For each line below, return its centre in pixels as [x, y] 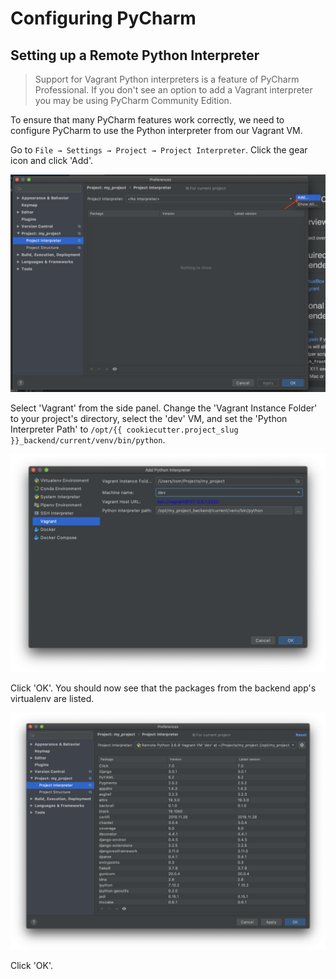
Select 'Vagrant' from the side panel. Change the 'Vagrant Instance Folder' [164, 408]
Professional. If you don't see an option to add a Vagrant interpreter [173, 90]
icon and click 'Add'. [52, 160]
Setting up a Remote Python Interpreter [135, 55]
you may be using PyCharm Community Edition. [133, 100]
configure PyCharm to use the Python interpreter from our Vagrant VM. [156, 130]
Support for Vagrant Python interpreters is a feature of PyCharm [167, 79]
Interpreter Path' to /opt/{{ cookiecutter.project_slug [124, 429]
